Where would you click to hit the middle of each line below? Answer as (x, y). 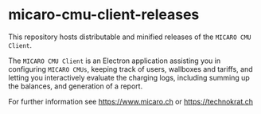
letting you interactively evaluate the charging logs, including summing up (129, 77)
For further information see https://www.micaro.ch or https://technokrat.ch (130, 101)
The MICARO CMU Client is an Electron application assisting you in (115, 61)
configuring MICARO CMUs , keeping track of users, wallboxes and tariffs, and (130, 69)
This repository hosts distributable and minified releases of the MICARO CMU (130, 37)
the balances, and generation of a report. (76, 86)
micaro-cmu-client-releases (104, 15)
